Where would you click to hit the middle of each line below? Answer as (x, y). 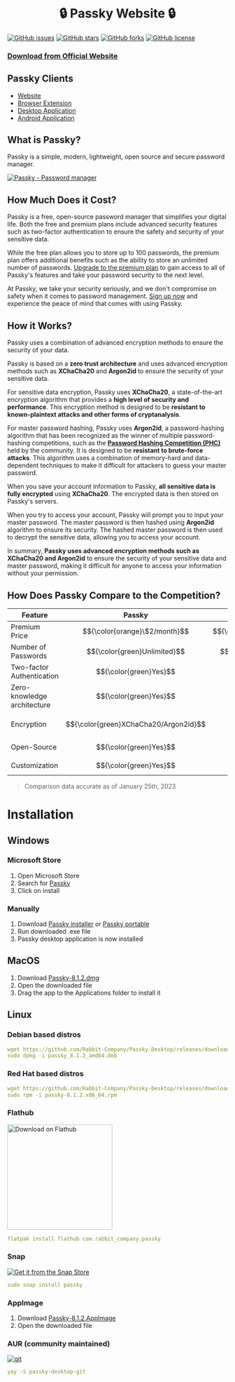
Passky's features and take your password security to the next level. (106, 275)
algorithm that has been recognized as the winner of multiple (95, 436)
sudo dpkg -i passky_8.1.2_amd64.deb (62, 1056)
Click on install (38, 890)
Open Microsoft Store (48, 876)
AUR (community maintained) (59, 1343)
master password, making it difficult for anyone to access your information (115, 566)
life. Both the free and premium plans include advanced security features (113, 224)
